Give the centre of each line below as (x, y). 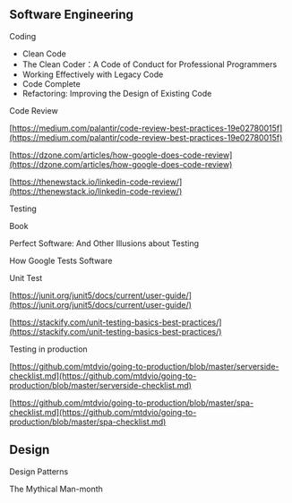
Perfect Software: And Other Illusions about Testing (104, 243)
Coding (23, 36)
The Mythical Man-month (56, 489)
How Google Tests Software (61, 260)
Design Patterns (39, 471)
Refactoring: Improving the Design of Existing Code (117, 93)
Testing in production (48, 349)
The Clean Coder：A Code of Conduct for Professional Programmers (150, 64)
